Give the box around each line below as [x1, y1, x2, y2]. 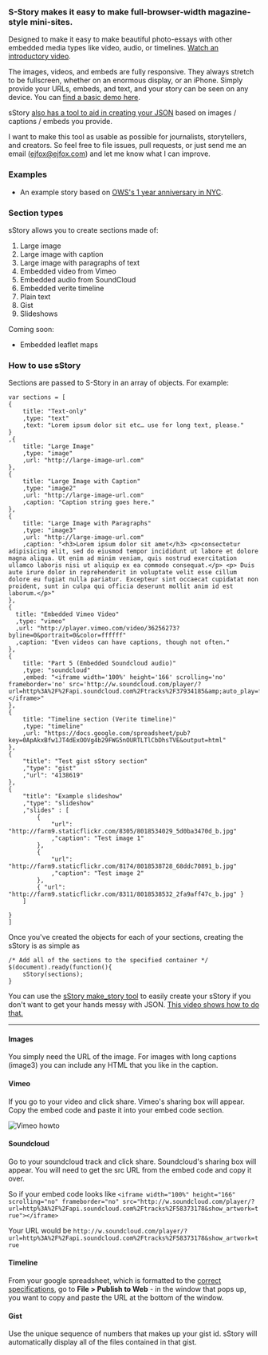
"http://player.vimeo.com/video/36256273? [37, 625, 180, 633]
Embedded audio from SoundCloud [19, 274, 136, 284]
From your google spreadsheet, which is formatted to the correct [8, 1276, 222, 1285]
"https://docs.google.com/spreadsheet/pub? [43, 729, 191, 737]
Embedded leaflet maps [19, 339, 98, 350]
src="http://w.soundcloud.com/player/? [122, 1197, 255, 1205]
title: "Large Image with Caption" [22, 478, 141, 486]
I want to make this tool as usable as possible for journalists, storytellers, [8, 132, 247, 142]
